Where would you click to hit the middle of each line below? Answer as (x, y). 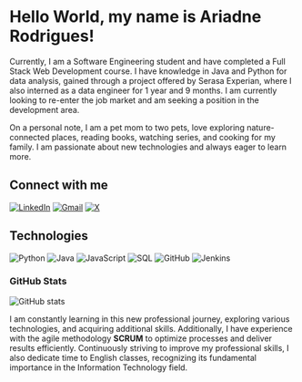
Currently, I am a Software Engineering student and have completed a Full (148, 61)
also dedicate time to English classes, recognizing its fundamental (133, 357)
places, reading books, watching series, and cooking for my (163, 137)
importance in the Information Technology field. (99, 367)
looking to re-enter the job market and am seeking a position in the (134, 100)
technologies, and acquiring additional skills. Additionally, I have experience (151, 328)
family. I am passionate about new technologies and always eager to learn (148, 147)
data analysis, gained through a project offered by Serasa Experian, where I (151, 80)
